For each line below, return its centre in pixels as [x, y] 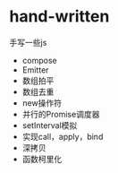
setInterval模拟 [50, 125]
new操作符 [42, 103]
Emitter [35, 70]
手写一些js [28, 42]
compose [39, 60]
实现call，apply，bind [63, 136]
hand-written [59, 17]
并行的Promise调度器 [61, 114]
